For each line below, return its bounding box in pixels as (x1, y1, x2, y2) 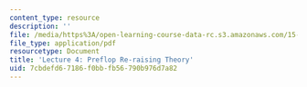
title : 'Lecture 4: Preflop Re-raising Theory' (9, 55, 195, 64)
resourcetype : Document (9, 47, 101, 56)
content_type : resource (9, 13, 101, 23)
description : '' (9, 22, 71, 31)
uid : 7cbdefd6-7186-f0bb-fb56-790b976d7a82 (9, 64, 178, 73)
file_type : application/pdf (9, 38, 117, 48)
